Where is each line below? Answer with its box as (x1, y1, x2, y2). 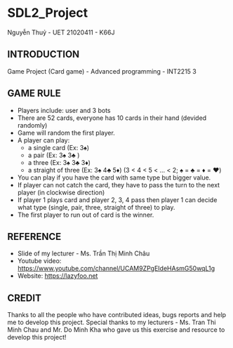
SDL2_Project (7, 5, 88, 21)
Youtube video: (17, 257, 62, 265)
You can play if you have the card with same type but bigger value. (17, 173, 211, 182)
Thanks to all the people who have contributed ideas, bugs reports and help (7, 311, 227, 319)
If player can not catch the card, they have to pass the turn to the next (17, 180, 220, 189)
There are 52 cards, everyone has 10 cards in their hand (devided (17, 114, 207, 122)
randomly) (17, 121, 48, 129)
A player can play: (17, 135, 70, 145)
